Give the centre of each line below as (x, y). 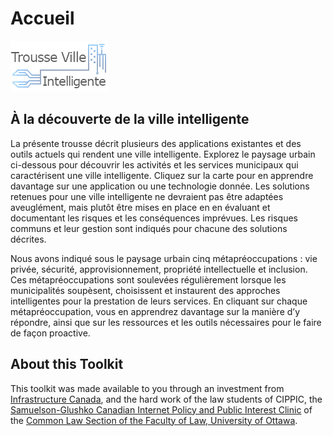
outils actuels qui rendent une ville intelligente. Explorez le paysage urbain (163, 154)
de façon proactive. (50, 333)
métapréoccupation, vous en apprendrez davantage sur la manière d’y (155, 311)
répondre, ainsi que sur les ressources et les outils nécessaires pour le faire (166, 322)
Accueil (42, 18)
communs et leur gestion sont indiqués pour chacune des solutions (149, 228)
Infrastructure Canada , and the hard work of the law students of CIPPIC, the (166, 399)
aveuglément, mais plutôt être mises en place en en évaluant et (140, 207)
